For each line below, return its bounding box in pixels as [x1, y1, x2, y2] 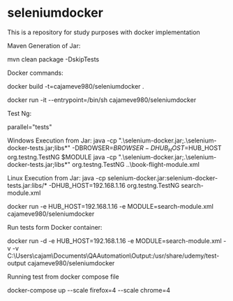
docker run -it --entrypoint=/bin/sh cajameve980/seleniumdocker [7, 96, 197, 104]
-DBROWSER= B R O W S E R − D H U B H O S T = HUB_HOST [72, 143, 222, 154]
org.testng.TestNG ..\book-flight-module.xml [72, 160, 200, 168]
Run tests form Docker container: [7, 223, 103, 231]
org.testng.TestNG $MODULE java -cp [7, 152, 117, 161]
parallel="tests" [7, 122, 52, 131]
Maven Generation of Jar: [7, 41, 81, 50]
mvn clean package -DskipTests [7, 54, 100, 64]
